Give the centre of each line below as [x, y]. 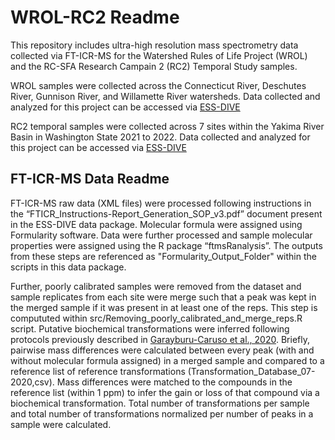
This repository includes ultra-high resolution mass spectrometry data [154, 45]
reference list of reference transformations [98, 371]
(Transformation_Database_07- [251, 371]
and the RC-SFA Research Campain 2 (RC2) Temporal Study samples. [154, 66]
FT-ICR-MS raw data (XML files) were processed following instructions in [161, 203]
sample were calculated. [61, 424]
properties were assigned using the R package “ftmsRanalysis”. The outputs [166, 245]
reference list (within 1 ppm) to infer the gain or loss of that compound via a [165, 392]
